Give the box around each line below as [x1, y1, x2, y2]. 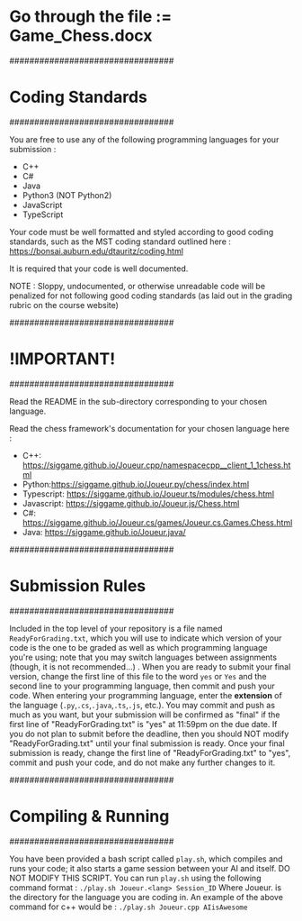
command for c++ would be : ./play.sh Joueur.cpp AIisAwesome [9, 901, 248, 912]
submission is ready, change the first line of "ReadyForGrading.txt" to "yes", [9, 747, 291, 758]
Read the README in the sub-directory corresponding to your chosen [9, 396, 268, 406]
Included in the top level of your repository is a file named [9, 623, 223, 634]
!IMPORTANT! [9, 349, 116, 369]
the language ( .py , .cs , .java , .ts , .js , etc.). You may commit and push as [9, 699, 276, 710]
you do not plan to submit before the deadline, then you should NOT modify [9, 728, 289, 739]
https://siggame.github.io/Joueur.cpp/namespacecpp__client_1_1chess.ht [22, 460, 291, 470]
